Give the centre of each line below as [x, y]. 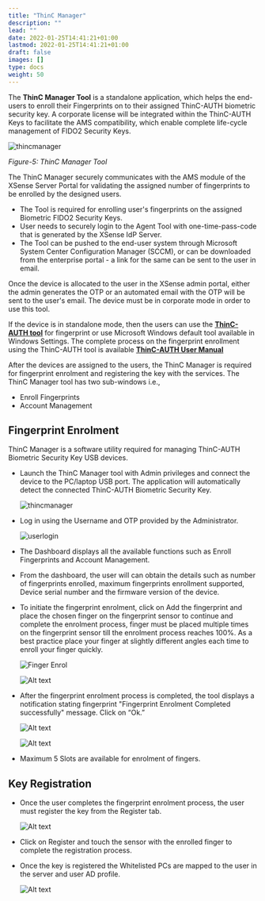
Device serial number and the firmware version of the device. [119, 592]
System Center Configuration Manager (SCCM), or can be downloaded [135, 251]
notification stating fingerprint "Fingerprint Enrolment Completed [125, 704]
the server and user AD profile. [70, 874]
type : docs [26, 67]
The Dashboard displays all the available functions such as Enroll [125, 551]
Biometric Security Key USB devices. [68, 458]
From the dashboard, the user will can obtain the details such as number [137, 575]
